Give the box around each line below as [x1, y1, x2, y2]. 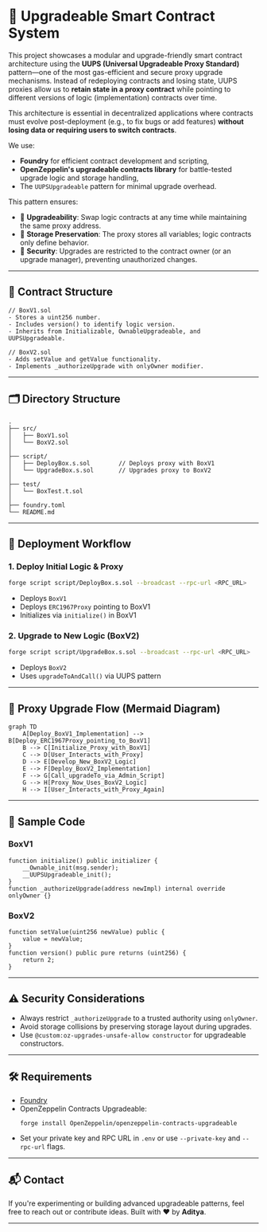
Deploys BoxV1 [19, 594, 68, 603]
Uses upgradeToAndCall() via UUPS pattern [19, 671, 161, 681]
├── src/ [8, 424, 37, 433]
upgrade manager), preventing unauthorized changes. [19, 254, 198, 264]
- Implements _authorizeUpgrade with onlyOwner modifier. [8, 362, 204, 370]
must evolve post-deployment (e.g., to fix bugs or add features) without [8, 116, 244, 126]
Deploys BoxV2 [19, 663, 68, 673]
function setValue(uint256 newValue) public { [8, 928, 165, 936]
